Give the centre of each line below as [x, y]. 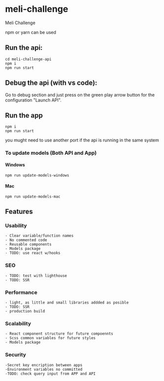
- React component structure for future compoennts [59, 334]
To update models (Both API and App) [51, 153]
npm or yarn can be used [31, 32]
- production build [25, 311]
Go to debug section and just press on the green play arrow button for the [80, 95]
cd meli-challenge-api [28, 59]
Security [16, 355]
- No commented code [26, 240]
